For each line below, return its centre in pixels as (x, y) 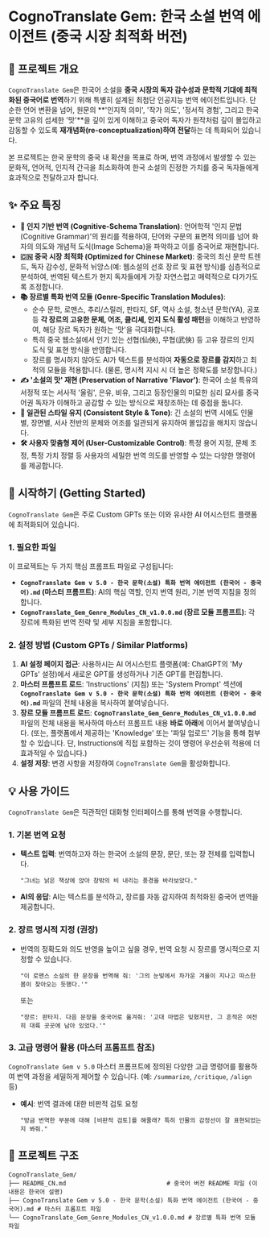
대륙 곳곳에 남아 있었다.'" (68, 1025)
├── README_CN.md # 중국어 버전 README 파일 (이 (133, 1183)
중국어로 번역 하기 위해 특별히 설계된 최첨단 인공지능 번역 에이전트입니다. (135, 100)
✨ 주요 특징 (35, 205)
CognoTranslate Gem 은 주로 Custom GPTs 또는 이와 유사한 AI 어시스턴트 (122, 514)
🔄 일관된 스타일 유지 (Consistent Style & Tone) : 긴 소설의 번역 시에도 (129, 413)
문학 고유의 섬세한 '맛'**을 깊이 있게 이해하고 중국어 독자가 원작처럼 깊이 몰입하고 (135, 120)
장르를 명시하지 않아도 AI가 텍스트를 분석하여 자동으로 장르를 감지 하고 (140, 359)
